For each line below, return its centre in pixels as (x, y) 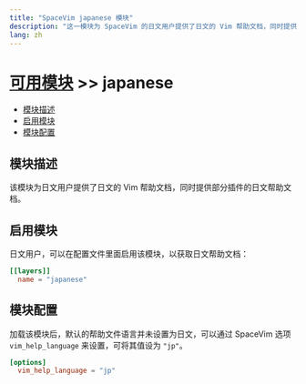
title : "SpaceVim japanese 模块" (71, 18)
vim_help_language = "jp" (67, 371)
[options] (28, 362)
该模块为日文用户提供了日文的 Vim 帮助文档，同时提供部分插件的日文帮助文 (151, 187)
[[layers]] (30, 271)
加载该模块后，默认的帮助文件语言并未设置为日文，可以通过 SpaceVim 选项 (150, 334)
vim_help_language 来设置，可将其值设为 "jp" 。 (99, 345)
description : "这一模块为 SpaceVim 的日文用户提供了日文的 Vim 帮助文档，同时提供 (153, 26)
